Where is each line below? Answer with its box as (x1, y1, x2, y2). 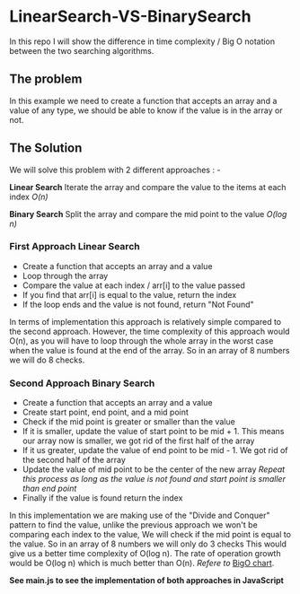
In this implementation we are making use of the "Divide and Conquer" (9, 510, 270, 521)
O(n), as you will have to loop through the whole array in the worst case (9, 335, 274, 346)
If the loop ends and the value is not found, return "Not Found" (22, 299, 254, 310)
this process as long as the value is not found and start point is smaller (22, 474, 286, 485)
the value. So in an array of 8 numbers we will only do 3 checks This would (9, 538, 287, 549)
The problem (9, 72, 83, 87)
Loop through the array (22, 270, 109, 281)
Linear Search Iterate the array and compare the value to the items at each (9, 181, 287, 192)
